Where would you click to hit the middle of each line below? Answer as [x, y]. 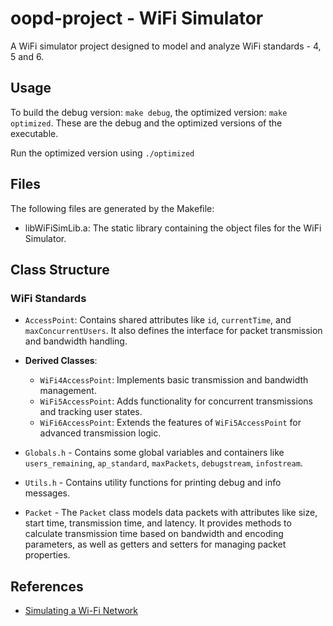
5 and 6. [27, 56]
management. [68, 391]
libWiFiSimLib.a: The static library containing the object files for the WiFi [173, 228]
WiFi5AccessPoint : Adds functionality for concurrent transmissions [176, 401]
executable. [34, 133]
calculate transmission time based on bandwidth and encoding [154, 534]
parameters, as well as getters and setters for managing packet [155, 544]
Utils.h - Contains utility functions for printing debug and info [153, 483]
